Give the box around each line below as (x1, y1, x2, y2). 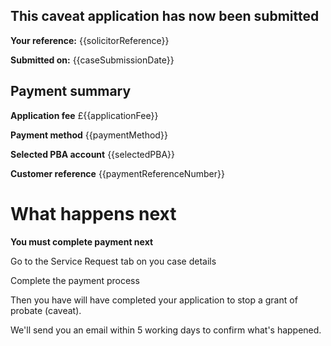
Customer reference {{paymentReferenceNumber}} (10, 167, 225, 179)
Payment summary (10, 83, 132, 100)
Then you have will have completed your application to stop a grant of (10, 294, 298, 306)
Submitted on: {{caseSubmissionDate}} (10, 54, 175, 66)
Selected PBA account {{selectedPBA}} (10, 148, 176, 160)
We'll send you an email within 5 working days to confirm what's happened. (10, 324, 322, 336)
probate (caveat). (10, 304, 82, 316)
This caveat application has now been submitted (10, 8, 320, 25)
